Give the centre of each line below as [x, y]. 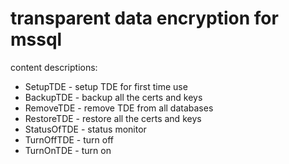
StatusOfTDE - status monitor [85, 129]
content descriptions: [54, 67]
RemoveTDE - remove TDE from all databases [119, 108]
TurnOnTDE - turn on [68, 150]
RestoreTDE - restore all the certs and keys [113, 118]
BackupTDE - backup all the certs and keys [113, 97]
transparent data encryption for [144, 18]
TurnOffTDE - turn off [69, 139]
